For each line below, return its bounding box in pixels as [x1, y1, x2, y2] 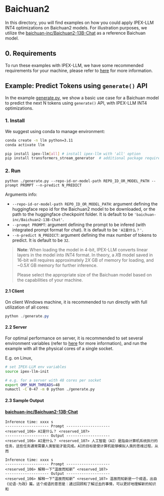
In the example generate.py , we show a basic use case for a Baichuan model [5, 94, 159, 101]
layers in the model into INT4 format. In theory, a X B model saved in [17, 252, 153, 258]
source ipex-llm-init [5, 369, 49, 374]
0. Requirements [5, 49, 57, 58]
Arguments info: [5, 191, 38, 197]
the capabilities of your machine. [17, 277, 83, 283]
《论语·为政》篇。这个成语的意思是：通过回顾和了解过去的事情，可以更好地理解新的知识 [5, 482, 156, 487]
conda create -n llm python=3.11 [5, 138, 73, 143]
